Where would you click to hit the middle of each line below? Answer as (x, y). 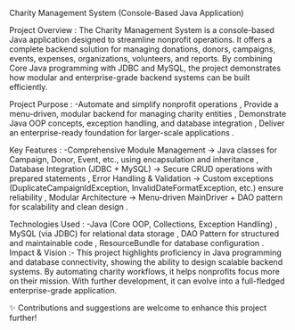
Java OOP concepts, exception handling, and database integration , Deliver (147, 123)
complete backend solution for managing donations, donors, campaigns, (143, 49)
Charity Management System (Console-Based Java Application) (127, 13)
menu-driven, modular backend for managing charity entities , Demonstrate (148, 114)
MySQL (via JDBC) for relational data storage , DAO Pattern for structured (144, 234)
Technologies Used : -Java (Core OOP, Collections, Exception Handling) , (143, 224)
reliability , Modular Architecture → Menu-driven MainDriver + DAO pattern (146, 197)
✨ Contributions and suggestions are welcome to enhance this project (138, 308)
